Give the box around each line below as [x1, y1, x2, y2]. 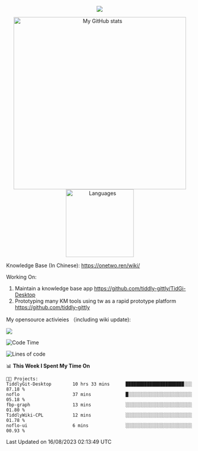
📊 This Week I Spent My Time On [6, 362, 90, 369]
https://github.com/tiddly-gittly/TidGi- [94, 285, 186, 292]
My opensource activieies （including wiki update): [6, 316, 132, 323]
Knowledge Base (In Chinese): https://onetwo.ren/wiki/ [6, 262, 140, 269]
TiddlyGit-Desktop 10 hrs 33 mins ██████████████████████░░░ [6, 381, 193, 387]
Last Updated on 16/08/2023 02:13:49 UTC [6, 439, 111, 445]
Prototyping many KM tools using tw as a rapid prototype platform [14, 298, 177, 305]
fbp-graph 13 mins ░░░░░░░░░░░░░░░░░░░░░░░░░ [6, 402, 193, 408]
